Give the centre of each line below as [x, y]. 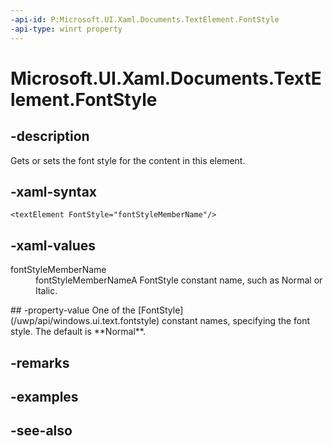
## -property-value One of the [73, 310]
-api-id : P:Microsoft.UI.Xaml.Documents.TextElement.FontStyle [145, 19]
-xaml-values [53, 245]
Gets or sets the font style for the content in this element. [128, 160]
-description [50, 136]
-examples [44, 396]
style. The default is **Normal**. [78, 332]
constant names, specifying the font [236, 321]
